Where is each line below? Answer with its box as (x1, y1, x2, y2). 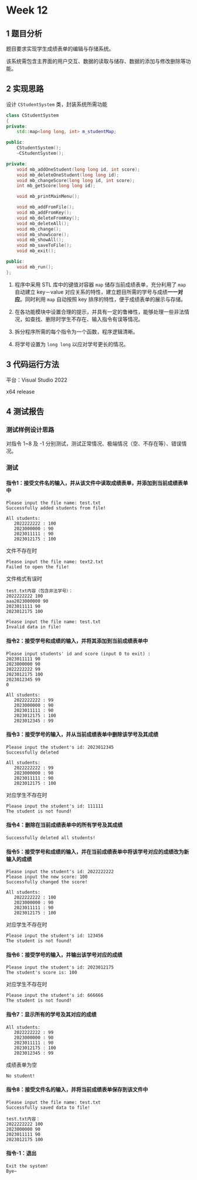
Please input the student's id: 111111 (6, 803, 104, 809)
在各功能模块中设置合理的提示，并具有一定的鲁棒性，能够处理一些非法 (14, 308, 185, 315)
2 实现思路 (6, 84, 44, 94)
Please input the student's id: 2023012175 (6, 964, 114, 970)
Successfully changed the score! (6, 879, 88, 885)
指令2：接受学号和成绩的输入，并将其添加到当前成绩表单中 (6, 637, 148, 644)
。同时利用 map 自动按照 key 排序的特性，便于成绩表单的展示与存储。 (19, 296, 186, 303)
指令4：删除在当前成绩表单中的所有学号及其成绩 (6, 821, 123, 828)
